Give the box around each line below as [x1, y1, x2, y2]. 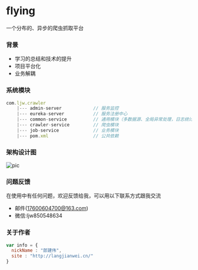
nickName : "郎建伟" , [11, 248, 62, 253]
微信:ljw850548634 [14, 212, 63, 219]
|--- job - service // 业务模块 [16, 127, 119, 134]
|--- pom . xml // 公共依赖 [16, 133, 119, 139]
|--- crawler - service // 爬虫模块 [16, 122, 119, 128]
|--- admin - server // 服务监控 [16, 105, 119, 112]
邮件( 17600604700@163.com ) [14, 205, 88, 212]
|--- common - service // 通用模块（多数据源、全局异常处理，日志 [16, 116, 184, 122]
